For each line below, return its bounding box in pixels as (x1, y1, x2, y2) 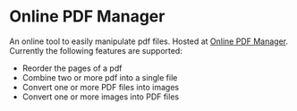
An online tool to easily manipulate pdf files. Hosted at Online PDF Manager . (9, 36, 289, 47)
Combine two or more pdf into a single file (21, 72, 178, 82)
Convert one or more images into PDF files (21, 91, 180, 102)
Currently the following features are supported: (9, 45, 183, 55)
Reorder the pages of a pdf (21, 63, 123, 73)
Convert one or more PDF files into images (21, 81, 180, 92)
